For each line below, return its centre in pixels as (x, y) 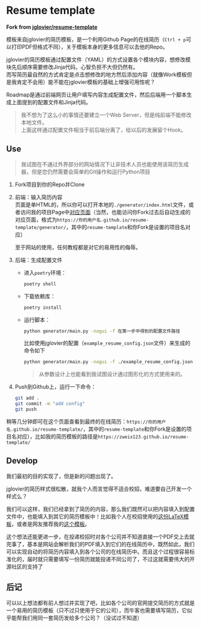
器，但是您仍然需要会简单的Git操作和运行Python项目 (86, 172)
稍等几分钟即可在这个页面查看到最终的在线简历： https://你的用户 (86, 421)
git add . (27, 398)
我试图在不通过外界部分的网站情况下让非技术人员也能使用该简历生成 (105, 164)
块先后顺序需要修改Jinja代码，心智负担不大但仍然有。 (72, 67)
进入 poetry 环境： (45, 272)
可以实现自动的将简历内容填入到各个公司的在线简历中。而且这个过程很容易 (98, 552)
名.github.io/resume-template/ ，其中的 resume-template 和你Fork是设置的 (96, 429)
